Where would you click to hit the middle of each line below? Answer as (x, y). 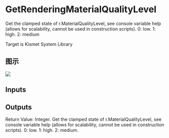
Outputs (19, 107)
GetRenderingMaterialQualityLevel (81, 9)
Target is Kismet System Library (39, 44)
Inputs (16, 90)
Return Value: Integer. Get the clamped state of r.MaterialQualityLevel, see (83, 119)
